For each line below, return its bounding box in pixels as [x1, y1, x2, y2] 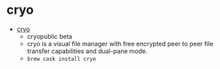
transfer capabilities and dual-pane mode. [26, 47, 148, 55]
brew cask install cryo [26, 55, 97, 62]
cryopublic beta [26, 32, 72, 40]
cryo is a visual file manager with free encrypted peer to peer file [26, 39, 214, 48]
